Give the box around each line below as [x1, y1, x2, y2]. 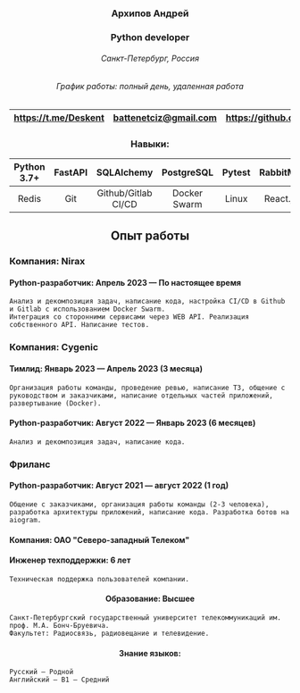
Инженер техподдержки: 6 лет [9, 555, 131, 565]
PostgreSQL [162, 166, 214, 179]
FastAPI [53, 166, 87, 179]
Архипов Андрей [111, 7, 189, 20]
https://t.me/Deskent [13, 111, 105, 123]
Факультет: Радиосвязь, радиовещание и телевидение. [9, 629, 210, 638]
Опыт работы [110, 229, 190, 244]
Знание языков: [119, 647, 181, 658]
